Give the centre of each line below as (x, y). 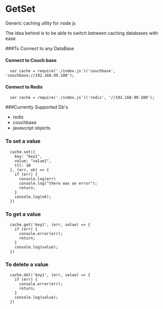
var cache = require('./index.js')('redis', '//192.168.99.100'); (82, 98)
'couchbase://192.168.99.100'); (40, 76)
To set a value (23, 141)
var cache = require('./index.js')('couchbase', (63, 71)
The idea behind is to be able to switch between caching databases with (82, 33)
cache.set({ (23, 152)
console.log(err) (37, 179)
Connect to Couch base (31, 60)
